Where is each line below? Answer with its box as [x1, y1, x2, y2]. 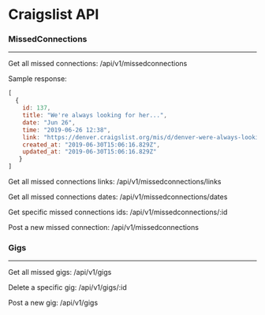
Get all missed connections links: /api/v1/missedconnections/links [8, 177, 222, 187]
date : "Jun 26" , [22, 118, 77, 127]
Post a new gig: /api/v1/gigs [8, 298, 99, 308]
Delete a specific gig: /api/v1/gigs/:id [8, 283, 128, 292]
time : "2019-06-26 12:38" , [22, 126, 111, 134]
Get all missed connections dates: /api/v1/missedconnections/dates [8, 192, 228, 202]
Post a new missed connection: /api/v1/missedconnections [8, 223, 200, 232]
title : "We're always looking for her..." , [22, 112, 168, 120]
